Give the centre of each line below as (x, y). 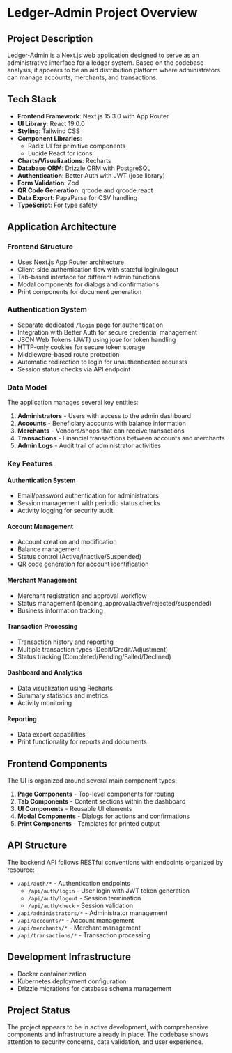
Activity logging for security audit (65, 511)
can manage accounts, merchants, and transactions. (83, 77)
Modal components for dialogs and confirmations (88, 284)
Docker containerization (52, 974)
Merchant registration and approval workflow (82, 595)
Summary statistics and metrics (63, 695)
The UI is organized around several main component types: (92, 781)
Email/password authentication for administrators (88, 495)
